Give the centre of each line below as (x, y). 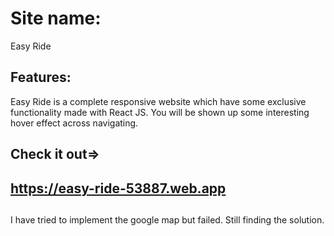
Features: (41, 77)
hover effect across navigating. (74, 123)
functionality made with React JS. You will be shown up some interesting (160, 112)
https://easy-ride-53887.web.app (118, 188)
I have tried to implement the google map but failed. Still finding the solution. (167, 219)
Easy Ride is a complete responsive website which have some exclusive (158, 101)
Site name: (56, 18)
